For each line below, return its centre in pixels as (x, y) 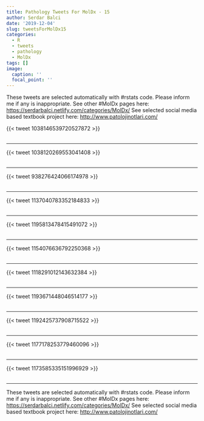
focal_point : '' (32, 80)
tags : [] (17, 63)
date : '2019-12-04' (31, 23)
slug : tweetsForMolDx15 (36, 29)
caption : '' (27, 74)
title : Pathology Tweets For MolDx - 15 (58, 12)
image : (15, 69)
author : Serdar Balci (34, 18)
